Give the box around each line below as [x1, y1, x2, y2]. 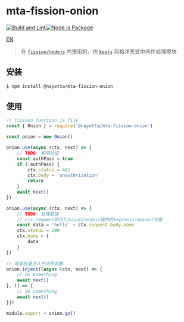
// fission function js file [6, 118, 79, 124]
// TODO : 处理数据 [17, 211, 59, 217]
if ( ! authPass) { [17, 161, 60, 167]
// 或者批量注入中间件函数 [6, 260, 64, 266]
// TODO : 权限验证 [17, 150, 59, 156]
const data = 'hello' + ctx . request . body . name [17, 222, 135, 228]
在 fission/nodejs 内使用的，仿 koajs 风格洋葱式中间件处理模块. [20, 48, 179, 55]
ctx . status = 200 [17, 228, 60, 234]
